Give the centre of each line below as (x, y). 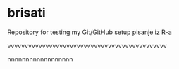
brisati (26, 13)
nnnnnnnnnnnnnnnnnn (40, 59)
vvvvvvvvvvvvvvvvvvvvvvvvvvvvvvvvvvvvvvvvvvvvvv (87, 45)
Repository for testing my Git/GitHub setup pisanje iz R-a (90, 32)
